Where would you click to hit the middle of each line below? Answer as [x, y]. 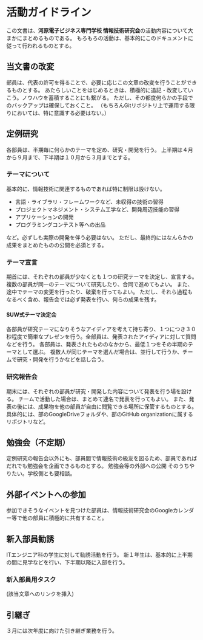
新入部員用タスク [31, 580]
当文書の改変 [30, 67]
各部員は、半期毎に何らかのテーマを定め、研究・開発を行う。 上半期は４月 [100, 150]
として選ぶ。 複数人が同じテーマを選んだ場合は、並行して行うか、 [100, 352]
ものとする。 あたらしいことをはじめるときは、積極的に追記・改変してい [102, 90]
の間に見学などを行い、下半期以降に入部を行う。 [67, 562]
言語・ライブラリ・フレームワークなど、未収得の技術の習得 [89, 202]
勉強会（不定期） [38, 443]
